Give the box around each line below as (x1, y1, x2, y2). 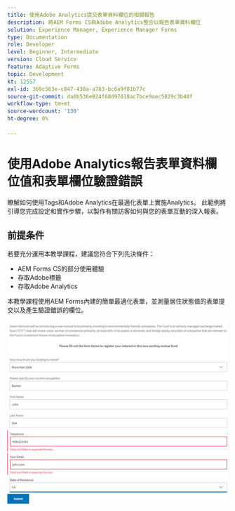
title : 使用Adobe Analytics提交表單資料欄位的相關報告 (7, 11, 155, 18)
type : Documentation (7, 34, 68, 41)
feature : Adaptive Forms (7, 63, 80, 70)
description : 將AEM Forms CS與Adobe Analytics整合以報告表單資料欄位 (7, 18, 201, 26)
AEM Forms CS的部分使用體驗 (17, 264, 105, 273)
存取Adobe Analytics (17, 282, 78, 290)
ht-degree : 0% (7, 115, 49, 122)
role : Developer (7, 41, 55, 48)
